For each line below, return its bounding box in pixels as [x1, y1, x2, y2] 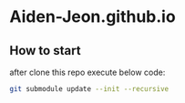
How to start [9, 43, 81, 58]
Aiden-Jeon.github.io [9, 6, 176, 27]
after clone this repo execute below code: [9, 67, 166, 77]
